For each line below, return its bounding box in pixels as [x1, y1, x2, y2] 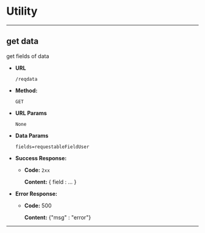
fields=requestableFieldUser [15, 144, 90, 150]
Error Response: [15, 190, 58, 197]
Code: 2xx [24, 166, 50, 174]
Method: [15, 87, 38, 94]
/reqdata [15, 76, 38, 82]
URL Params [15, 109, 47, 117]
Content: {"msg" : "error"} [24, 213, 92, 221]
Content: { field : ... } [24, 178, 77, 185]
